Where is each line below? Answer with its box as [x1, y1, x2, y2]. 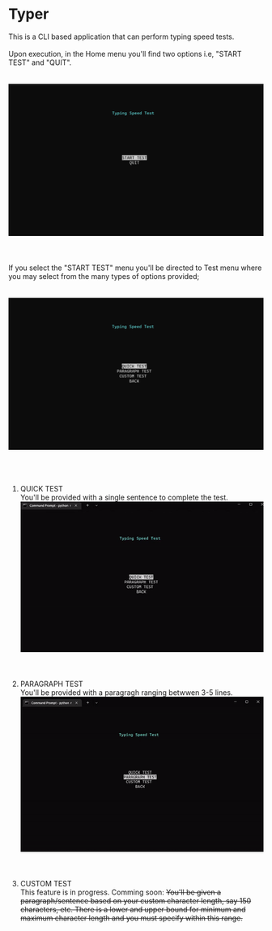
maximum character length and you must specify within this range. [19, 913, 243, 923]
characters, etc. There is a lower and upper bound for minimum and [19, 905, 246, 915]
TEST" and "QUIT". [8, 58, 72, 67]
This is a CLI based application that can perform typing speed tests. [8, 32, 235, 41]
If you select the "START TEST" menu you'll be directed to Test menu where [8, 263, 262, 272]
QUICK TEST [19, 484, 63, 494]
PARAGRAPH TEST [19, 679, 83, 689]
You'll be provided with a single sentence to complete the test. [19, 492, 228, 503]
